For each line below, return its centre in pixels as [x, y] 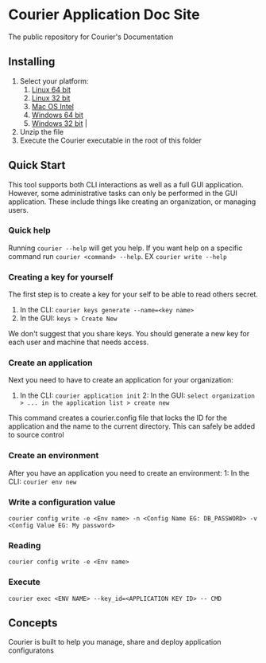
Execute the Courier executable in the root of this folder [111, 140]
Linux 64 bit [51, 89]
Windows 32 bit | [59, 123]
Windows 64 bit [57, 115]
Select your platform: [54, 80]
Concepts [33, 623]
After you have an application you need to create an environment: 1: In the [129, 473]
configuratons [31, 650]
